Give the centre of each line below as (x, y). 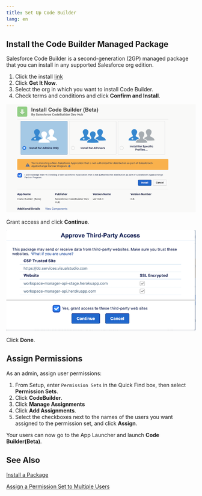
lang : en (17, 19)
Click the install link (39, 77)
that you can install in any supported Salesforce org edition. (80, 65)
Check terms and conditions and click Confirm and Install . (87, 96)
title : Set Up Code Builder (41, 13)
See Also (23, 460)
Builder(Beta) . (24, 441)
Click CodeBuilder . (39, 397)
